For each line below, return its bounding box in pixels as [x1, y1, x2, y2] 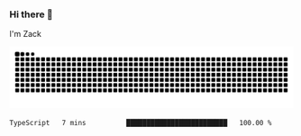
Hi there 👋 [9, 8, 54, 21]
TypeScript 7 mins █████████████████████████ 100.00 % [9, 119, 272, 128]
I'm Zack [9, 29, 42, 40]
